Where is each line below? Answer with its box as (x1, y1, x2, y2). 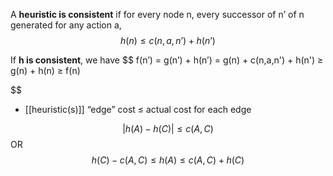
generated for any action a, (10, 19, 122, 31)
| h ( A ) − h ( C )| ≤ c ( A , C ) (122, 123, 214, 134)
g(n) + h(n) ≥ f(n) (10, 65, 81, 76)
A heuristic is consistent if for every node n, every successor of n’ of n (10, 9, 305, 20)
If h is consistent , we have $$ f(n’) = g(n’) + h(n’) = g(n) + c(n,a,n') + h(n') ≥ (10, 54, 324, 66)
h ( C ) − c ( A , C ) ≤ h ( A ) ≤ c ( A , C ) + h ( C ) (91, 154, 245, 166)
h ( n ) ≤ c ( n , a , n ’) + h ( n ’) (120, 35, 216, 46)
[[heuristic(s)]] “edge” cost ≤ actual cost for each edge (24, 104, 252, 115)
